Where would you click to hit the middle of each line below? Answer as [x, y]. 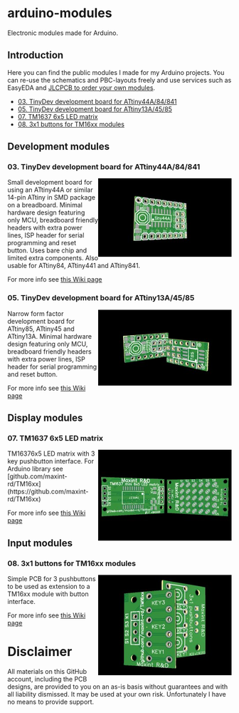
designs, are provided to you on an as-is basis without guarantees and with [118, 687]
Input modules [40, 543]
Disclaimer [40, 652]
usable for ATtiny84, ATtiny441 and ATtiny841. [74, 266]
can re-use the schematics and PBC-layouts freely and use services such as [119, 80]
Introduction [36, 55]
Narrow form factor [36, 313]
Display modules [45, 418]
